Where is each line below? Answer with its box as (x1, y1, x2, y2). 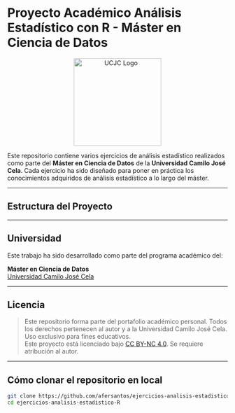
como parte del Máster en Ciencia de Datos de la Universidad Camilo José (7, 159, 226, 167)
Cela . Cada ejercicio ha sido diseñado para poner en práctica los (7, 166, 194, 174)
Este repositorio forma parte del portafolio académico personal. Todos (24, 317, 227, 326)
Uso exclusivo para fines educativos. (24, 332, 131, 341)
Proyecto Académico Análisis (7, 5, 182, 21)
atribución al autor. (24, 347, 79, 356)
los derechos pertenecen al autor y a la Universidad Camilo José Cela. (24, 325, 227, 333)
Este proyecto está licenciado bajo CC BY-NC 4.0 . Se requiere (24, 339, 204, 348)
